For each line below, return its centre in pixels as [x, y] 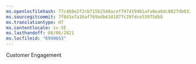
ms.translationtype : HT [35, 22]
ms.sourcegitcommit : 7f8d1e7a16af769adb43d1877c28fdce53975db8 [85, 17]
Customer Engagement [34, 55]
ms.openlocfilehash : [31, 11]
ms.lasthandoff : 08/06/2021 [40, 33]
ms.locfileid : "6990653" [36, 38]
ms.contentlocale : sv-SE [36, 28]
